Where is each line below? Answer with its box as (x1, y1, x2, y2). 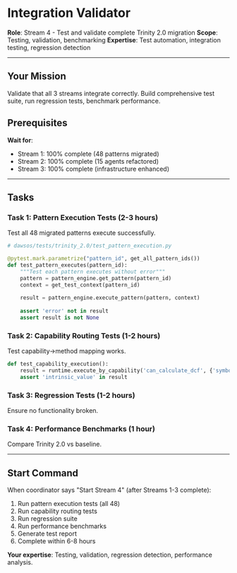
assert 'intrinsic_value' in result (20, 373, 128, 380)
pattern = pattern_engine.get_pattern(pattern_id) (20, 275, 172, 282)
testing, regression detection (7, 43, 91, 52)
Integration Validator (7, 5, 131, 21)
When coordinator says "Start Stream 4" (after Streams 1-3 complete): (7, 485, 212, 495)
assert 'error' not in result (20, 308, 109, 315)
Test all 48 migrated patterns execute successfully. (7, 229, 156, 237)
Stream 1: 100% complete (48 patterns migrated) (17, 150, 160, 158)
